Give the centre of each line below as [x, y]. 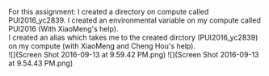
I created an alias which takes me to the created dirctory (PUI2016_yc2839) [133, 37]
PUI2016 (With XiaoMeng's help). [63, 29]
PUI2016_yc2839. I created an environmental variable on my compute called [134, 20]
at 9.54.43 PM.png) [41, 63]
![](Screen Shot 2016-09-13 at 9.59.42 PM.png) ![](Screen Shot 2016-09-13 [134, 55]
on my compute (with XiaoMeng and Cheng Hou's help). [102, 46]
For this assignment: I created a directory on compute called [109, 12]
